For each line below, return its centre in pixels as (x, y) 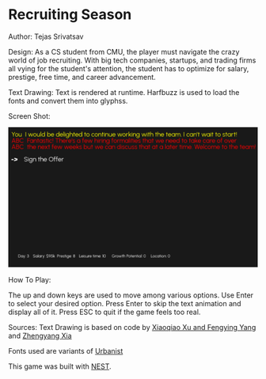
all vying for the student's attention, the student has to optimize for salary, (129, 68)
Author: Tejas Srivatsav (46, 36)
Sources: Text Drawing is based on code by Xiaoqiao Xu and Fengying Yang (132, 328)
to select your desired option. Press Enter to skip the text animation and (125, 304)
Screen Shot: (29, 116)
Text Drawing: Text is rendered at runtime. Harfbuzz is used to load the (124, 92)
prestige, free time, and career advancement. (82, 77)
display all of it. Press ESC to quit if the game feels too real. (104, 312)
